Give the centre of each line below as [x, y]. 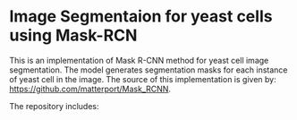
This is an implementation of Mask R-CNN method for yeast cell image [139, 60]
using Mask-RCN [73, 35]
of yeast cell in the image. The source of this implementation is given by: [143, 79]
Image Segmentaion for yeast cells [141, 17]
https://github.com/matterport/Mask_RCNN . [90, 89]
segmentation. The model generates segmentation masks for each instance [148, 70]
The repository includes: [54, 106]
